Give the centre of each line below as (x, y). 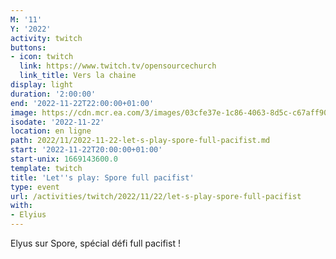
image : (24, 112)
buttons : (28, 47)
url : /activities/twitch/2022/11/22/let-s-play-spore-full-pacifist (156, 196)
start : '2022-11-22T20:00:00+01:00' (86, 150)
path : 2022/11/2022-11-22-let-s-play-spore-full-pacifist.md (140, 141)
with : (21, 206)
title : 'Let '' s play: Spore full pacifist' (102, 177)
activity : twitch (46, 38)
